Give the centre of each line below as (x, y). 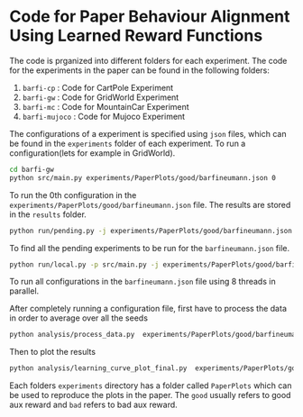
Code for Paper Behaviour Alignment (150, 17)
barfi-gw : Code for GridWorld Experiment (101, 97)
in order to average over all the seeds (79, 318)
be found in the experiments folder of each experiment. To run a (128, 143)
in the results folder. (48, 214)
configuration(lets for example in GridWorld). (92, 153)
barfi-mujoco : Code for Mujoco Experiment (104, 116)
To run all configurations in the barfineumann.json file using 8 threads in (143, 282)
